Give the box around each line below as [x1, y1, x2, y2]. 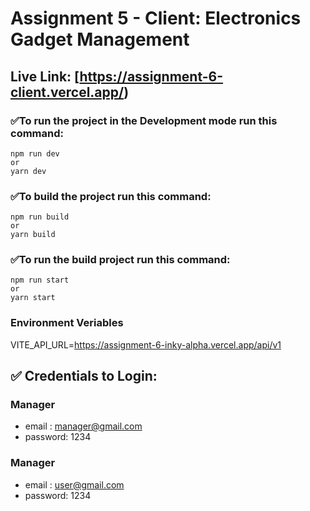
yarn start [10, 293, 56, 303]
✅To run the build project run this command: [10, 253, 231, 267]
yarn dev [10, 166, 47, 176]
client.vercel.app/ [10, 83, 125, 101]
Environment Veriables [10, 316, 124, 330]
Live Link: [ [10, 68, 80, 85]
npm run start [10, 275, 70, 286]
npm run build [10, 212, 70, 222]
